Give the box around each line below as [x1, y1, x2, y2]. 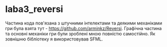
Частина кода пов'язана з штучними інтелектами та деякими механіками [5, 20, 162, 26]
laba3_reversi [5, 3, 63, 15]
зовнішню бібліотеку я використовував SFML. [5, 36, 103, 42]
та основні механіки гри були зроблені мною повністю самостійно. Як [5, 30, 155, 36]
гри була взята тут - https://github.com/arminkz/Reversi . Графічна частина [5, 25, 162, 31]
